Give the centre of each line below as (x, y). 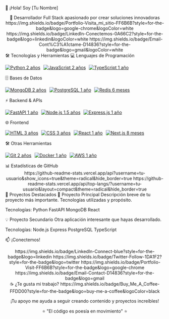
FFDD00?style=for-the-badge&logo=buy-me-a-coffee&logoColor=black (85, 291)
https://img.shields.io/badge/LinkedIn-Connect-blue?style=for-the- (85, 251)
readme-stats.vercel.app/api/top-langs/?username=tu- (85, 184)
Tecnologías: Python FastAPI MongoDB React (52, 210)
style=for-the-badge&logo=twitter (44, 262)
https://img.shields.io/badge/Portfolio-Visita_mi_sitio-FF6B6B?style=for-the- (85, 23)
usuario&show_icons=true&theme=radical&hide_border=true (69, 178)
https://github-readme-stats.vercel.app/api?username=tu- (85, 173)
